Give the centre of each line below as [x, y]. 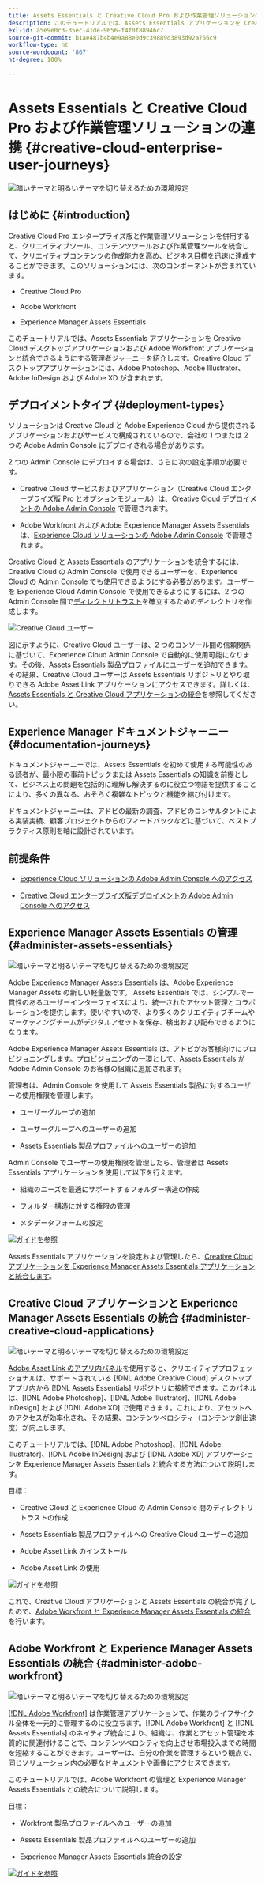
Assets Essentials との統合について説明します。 [86, 1789]
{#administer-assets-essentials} [91, 946]
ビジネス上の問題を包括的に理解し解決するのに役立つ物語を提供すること [139, 785]
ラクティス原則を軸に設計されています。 [73, 831]
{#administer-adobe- [149, 1663]
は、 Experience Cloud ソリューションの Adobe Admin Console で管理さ [136, 536]
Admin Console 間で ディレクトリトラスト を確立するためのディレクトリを [127, 601]
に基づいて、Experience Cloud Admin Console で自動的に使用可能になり [126, 655]
